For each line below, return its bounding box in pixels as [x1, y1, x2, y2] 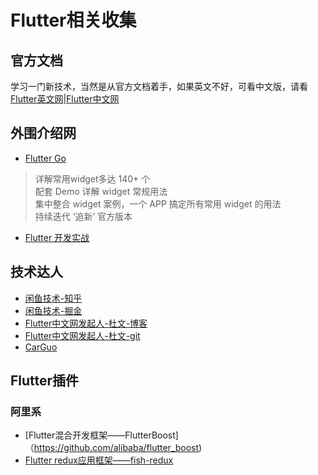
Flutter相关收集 [10, 9, 137, 32]
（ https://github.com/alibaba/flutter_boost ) [24, 442, 203, 454]
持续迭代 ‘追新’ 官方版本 [34, 210, 133, 222]
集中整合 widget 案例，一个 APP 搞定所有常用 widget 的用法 [34, 197, 282, 210]
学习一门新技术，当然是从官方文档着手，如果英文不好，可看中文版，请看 [10, 81, 308, 92]
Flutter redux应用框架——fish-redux [24, 454, 174, 466]
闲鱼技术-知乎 [24, 292, 83, 304]
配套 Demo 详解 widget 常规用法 [34, 185, 168, 197]
